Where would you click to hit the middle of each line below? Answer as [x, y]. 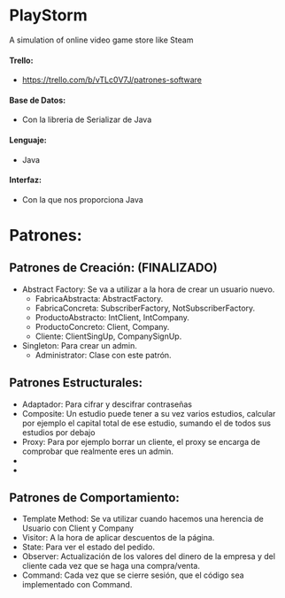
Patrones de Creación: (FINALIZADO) [114, 268]
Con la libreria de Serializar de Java [87, 119]
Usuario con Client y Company [78, 528]
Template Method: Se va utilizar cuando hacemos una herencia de [142, 519]
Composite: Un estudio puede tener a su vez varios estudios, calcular [149, 413]
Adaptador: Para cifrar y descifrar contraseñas [107, 404]
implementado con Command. [77, 585]
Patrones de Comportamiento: [94, 498]
